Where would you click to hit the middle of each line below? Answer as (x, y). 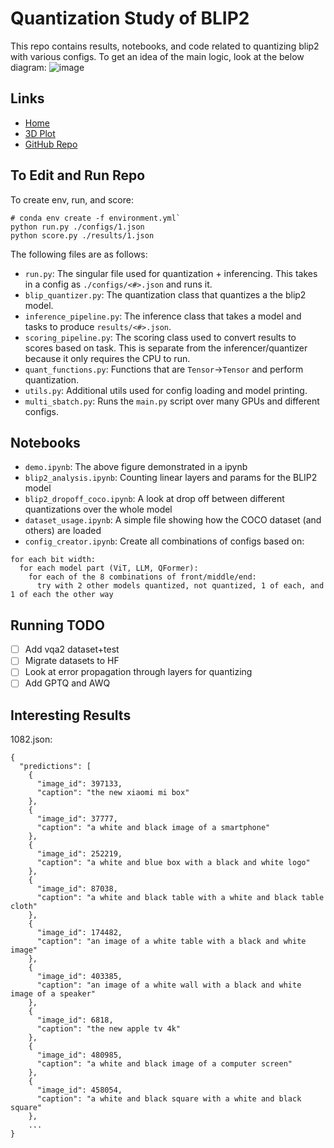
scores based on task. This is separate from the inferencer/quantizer (166, 348)
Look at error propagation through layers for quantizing (138, 672)
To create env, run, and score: (72, 199)
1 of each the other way (62, 595)
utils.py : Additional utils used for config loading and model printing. (166, 390)
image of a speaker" (53, 994)
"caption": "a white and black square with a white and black (169, 1099)
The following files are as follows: (79, 254)
